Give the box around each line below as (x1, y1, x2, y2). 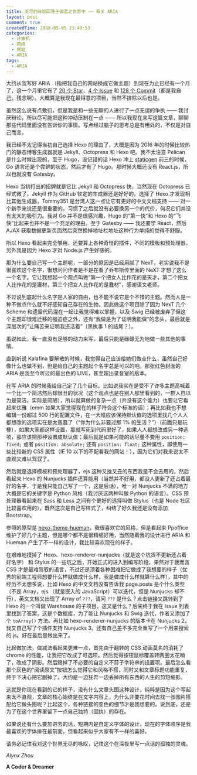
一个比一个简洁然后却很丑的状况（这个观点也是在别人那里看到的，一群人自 (6, 390, 186, 397)
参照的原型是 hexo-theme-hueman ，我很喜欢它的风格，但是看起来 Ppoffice (6, 524, 189, 531)
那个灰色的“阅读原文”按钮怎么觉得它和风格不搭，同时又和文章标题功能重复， (6, 666, 191, 674)
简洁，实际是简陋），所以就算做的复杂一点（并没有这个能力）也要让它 (16, 397, 184, 404)
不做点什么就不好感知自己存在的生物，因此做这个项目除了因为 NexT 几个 (11, 301, 186, 308)
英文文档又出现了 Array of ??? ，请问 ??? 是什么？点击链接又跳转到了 (18, 595, 184, 602)
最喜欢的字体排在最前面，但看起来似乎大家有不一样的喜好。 (6, 728, 150, 735)
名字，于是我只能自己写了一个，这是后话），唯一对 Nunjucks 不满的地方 (16, 483, 189, 490)
